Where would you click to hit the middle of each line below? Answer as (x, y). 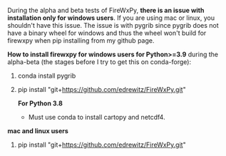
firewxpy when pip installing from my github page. (81, 41)
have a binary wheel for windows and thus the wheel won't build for (107, 33)
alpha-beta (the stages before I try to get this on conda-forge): (99, 62)
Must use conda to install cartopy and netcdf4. (97, 117)
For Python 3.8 (40, 103)
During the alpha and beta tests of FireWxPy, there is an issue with (106, 10)
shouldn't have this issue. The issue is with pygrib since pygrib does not (113, 25)
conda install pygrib (47, 76)
